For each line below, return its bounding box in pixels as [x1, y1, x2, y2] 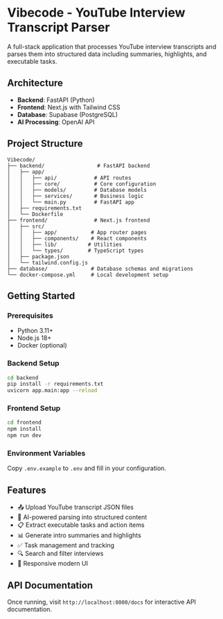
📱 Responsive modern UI [17, 559, 89, 568]
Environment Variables [7, 449, 86, 458]
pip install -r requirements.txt [7, 381, 104, 388]
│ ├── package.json [7, 253, 70, 260]
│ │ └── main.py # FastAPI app [7, 199, 135, 206]
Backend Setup [7, 359, 60, 368]
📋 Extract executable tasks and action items [17, 521, 145, 529]
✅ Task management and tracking [17, 541, 114, 550]
